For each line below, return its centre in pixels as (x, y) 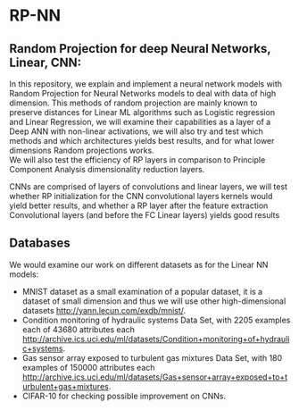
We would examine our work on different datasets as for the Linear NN (139, 264)
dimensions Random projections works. (82, 150)
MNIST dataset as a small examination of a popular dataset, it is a (142, 291)
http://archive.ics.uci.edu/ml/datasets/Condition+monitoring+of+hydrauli (156, 339)
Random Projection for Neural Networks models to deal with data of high (143, 93)
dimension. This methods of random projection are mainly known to (133, 103)
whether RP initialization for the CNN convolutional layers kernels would (141, 196)
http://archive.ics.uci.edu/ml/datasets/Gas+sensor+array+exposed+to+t (155, 377)
